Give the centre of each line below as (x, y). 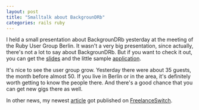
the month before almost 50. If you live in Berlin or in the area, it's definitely (98, 76)
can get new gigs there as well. (44, 89)
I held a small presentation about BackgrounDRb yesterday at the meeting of (100, 40)
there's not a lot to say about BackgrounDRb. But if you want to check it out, (99, 52)
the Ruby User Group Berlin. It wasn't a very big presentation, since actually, (100, 46)
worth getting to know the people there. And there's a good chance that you (99, 83)
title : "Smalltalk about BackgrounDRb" (56, 17)
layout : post (22, 12)
